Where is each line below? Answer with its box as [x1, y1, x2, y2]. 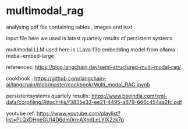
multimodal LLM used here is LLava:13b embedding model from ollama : [6, 46, 179, 53]
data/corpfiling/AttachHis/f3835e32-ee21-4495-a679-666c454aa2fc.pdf [6, 98, 182, 106]
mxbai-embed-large [6, 52, 54, 59]
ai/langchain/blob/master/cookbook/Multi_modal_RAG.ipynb [6, 81, 150, 88]
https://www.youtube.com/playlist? [37, 110, 121, 117]
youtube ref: [6, 110, 36, 117]
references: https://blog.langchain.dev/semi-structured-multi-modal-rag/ [6, 63, 182, 71]
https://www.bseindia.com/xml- [91, 92, 168, 99]
